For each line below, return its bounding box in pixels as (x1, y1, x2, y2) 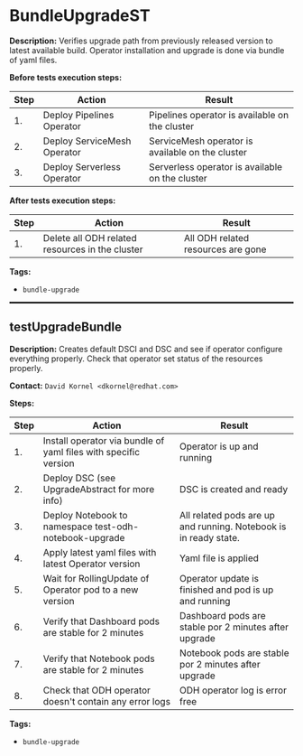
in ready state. (179, 531, 241, 544)
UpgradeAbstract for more (42, 482, 155, 495)
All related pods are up (179, 509, 275, 521)
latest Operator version (42, 557, 141, 570)
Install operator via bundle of (42, 434, 165, 447)
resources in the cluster (42, 243, 143, 256)
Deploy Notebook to (42, 509, 128, 521)
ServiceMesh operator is (148, 135, 253, 147)
